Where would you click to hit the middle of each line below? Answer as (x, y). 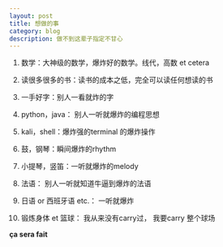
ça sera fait (28, 234)
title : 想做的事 (34, 24)
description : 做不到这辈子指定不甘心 (66, 39)
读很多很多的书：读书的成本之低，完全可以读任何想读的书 (117, 80)
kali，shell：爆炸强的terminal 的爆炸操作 (88, 132)
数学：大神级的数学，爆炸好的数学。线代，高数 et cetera (115, 63)
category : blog (35, 31)
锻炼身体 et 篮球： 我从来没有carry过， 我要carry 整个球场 (118, 218)
